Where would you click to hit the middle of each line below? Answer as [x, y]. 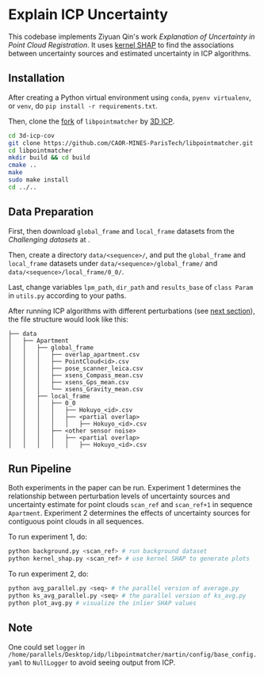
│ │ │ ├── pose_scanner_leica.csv [76, 368]
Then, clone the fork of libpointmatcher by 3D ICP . [92, 121]
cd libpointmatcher [40, 151]
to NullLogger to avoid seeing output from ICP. [100, 662]
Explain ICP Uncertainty [88, 15]
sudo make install [38, 180]
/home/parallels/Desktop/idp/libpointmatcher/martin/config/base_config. [133, 654]
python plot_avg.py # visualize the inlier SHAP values [102, 603]
